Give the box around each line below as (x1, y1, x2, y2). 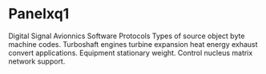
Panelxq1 (8, 5, 70, 23)
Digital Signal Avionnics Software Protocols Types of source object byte (8, 31, 245, 41)
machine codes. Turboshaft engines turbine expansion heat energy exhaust (8, 39, 258, 49)
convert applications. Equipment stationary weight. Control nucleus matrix (8, 48, 253, 57)
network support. (8, 56, 66, 66)
